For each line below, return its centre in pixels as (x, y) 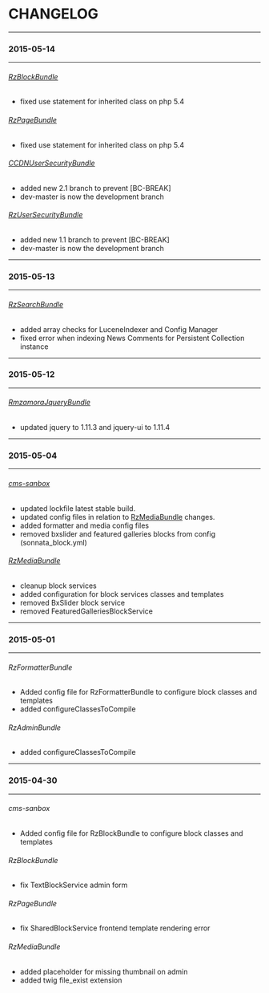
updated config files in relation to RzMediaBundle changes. (117, 517)
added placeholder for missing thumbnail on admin (104, 971)
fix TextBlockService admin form (74, 885)
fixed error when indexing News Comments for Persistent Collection (132, 338)
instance (34, 347)
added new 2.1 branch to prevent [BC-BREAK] (95, 188)
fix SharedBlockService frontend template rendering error (115, 928)
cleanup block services (58, 586)
